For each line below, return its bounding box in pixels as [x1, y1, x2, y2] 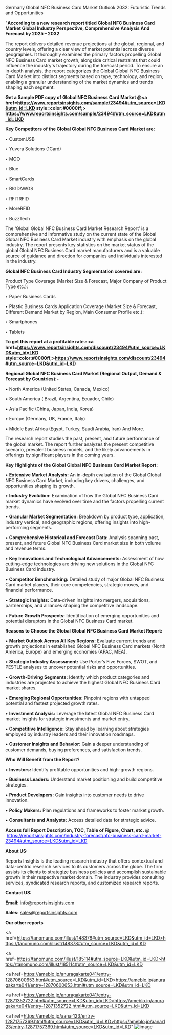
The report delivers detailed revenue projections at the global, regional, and [5, 41, 165, 47]
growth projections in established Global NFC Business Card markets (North [5, 643, 166, 649]
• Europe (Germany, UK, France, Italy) [5, 416, 85, 421]
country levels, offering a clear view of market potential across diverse [5, 46, 155, 52]
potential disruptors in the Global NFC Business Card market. [5, 618, 134, 624]
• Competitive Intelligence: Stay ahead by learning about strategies [5, 726, 149, 732]
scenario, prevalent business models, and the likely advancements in [5, 447, 151, 452]
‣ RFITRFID [5, 196, 29, 202]
